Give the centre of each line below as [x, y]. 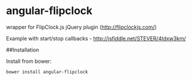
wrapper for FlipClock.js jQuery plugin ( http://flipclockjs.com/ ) [82, 27]
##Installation [23, 50]
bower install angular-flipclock [47, 72]
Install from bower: [29, 61]
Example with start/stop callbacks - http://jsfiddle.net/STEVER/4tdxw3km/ [96, 38]
